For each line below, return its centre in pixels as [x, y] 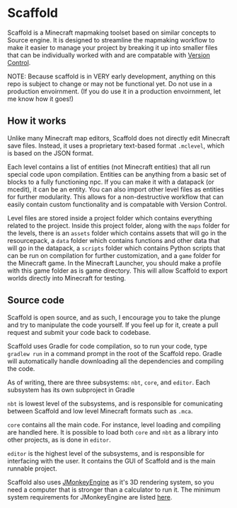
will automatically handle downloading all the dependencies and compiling [116, 361]
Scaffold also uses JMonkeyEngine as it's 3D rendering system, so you [111, 482]
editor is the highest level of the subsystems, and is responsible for [106, 453]
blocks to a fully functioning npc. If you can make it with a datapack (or [111, 182]
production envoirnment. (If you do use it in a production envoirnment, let [114, 91]
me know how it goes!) [41, 99]
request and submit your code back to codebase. [79, 332]
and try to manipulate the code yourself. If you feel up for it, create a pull [113, 325]
